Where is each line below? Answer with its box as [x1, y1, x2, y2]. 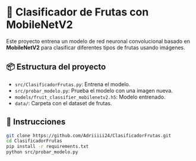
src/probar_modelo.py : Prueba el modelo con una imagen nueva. [14, 87, 173, 94]
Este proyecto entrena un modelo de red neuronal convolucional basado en [6, 37, 191, 45]
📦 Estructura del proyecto [6, 62, 106, 72]
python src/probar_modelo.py [6, 149, 78, 155]
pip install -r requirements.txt [6, 144, 89, 150]
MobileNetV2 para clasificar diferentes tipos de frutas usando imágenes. [6, 44, 185, 51]
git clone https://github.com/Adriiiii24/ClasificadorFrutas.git [6, 132, 171, 138]
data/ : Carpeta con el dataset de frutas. [14, 99, 112, 106]
